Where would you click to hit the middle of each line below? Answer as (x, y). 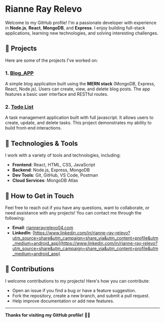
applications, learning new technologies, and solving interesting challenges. (82, 33)
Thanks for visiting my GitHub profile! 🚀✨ (48, 315)
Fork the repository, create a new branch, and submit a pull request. (81, 296)
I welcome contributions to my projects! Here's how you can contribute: (77, 281)
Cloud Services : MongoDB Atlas (45, 181)
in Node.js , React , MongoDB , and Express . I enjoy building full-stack (75, 27)
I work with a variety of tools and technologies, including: (63, 155)
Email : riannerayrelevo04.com (43, 227)
